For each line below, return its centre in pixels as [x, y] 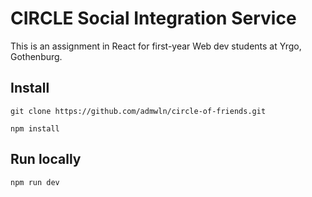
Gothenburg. [36, 56]
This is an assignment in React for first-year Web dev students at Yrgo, [156, 46]
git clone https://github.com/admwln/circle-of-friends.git [138, 111]
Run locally [46, 159]
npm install [35, 128]
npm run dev [35, 182]
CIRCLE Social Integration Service [153, 18]
